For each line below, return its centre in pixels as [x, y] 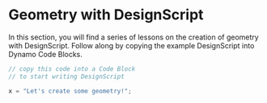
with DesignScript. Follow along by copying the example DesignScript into [131, 45]
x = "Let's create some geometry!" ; [70, 91]
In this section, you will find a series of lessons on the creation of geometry [133, 37]
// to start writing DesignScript [67, 76]
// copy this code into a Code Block [72, 69]
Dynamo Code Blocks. [46, 54]
